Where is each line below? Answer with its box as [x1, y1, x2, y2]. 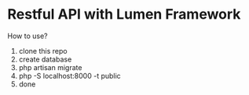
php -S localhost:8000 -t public [18, 71, 121, 80]
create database [18, 55, 72, 64]
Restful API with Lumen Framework [7, 5, 241, 23]
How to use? [7, 31, 48, 40]
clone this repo [18, 46, 68, 55]
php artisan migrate [18, 62, 82, 72]
